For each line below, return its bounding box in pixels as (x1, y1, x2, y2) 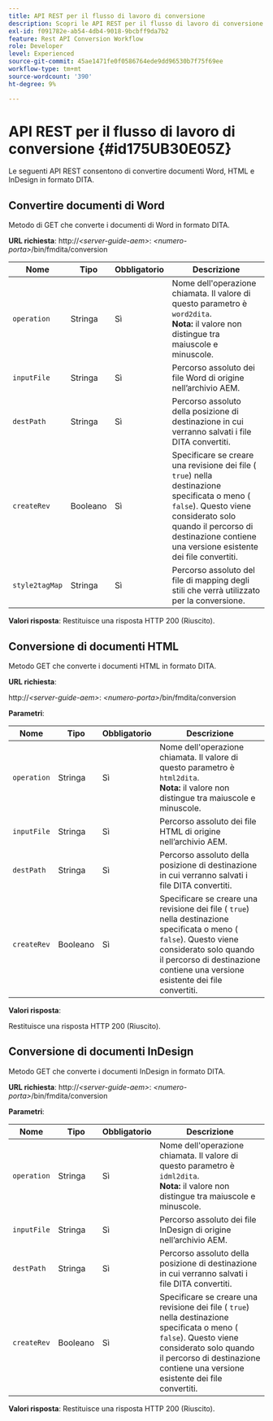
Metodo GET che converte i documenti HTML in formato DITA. (8, 661, 217, 671)
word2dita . (171, 308, 213, 320)
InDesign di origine (159, 1224, 232, 1235)
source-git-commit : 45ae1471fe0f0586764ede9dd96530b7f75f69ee (8, 58, 223, 66)
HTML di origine (159, 826, 221, 837)
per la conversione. (171, 595, 245, 606)
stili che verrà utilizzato (171, 585, 261, 597)
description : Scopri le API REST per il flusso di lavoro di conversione (8, 20, 264, 28)
